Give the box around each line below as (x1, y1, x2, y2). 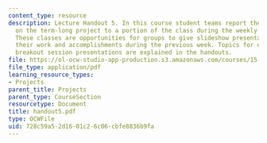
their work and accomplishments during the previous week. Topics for (15, 41, 254, 49)
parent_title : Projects (8, 85, 87, 94)
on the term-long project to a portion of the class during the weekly (15, 26, 258, 34)
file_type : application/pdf (8, 64, 102, 71)
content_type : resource (8, 11, 87, 20)
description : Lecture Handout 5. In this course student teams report (8, 19, 247, 27)
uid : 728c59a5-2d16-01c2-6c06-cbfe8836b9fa (8, 122, 155, 130)
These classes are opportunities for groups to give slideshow (15, 33, 229, 42)
